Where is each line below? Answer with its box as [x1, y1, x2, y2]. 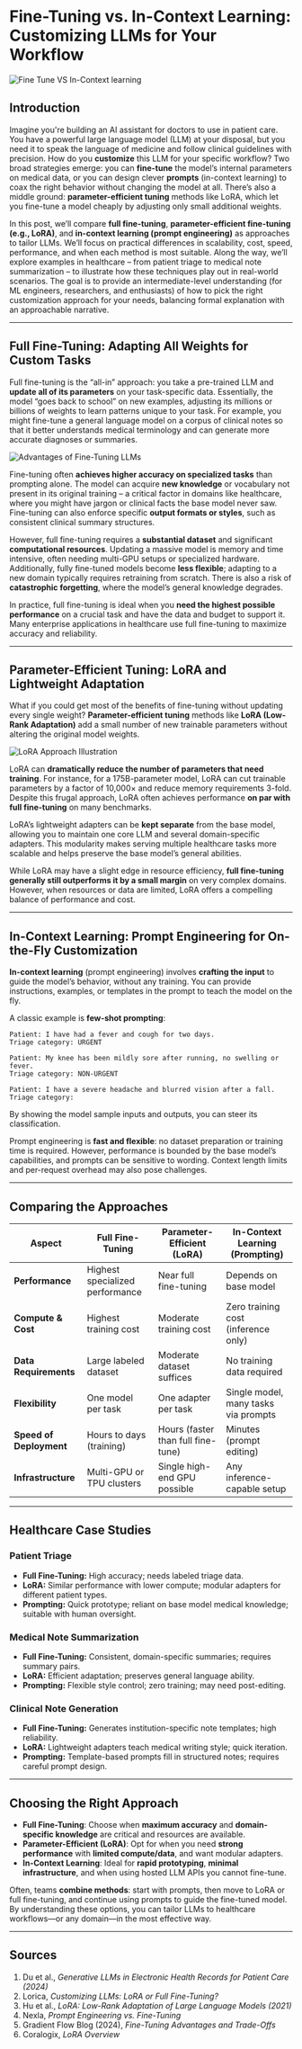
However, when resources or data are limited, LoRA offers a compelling [9, 884, 273, 896]
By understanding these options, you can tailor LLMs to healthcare [9, 1904, 256, 1915]
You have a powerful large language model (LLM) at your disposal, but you [9, 133, 286, 145]
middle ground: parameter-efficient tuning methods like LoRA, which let [9, 191, 279, 201]
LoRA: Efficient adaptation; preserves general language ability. [22, 1670, 254, 1681]
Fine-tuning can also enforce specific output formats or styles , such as [9, 506, 276, 518]
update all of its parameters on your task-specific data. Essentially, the [9, 386, 274, 397]
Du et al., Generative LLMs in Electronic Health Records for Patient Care [22, 1972, 289, 1982]
